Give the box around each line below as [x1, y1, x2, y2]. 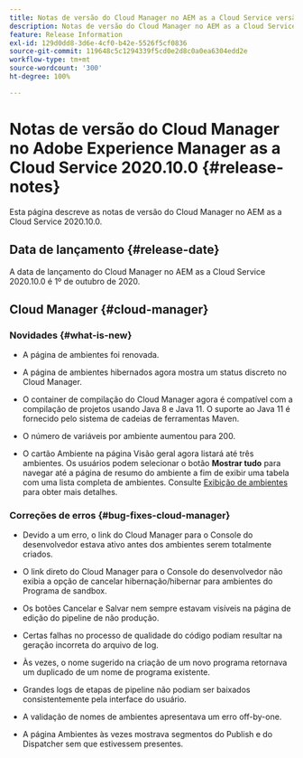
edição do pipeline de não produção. [22, 613, 160, 623]
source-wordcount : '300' [9, 64, 103, 73]
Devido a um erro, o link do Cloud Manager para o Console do [22, 529, 253, 540]
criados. [22, 548, 53, 560]
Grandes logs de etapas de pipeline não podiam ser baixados [22, 684, 251, 696]
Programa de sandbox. [22, 585, 108, 596]
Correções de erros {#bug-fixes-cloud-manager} [9, 510, 231, 522]
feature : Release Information [9, 30, 124, 39]
